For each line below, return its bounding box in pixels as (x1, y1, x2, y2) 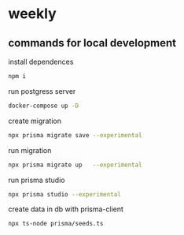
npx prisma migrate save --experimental (8, 131, 143, 139)
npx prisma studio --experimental (8, 190, 122, 198)
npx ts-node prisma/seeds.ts (8, 220, 104, 228)
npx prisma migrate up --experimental (8, 161, 143, 169)
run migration (8, 145, 52, 155)
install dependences (8, 57, 74, 66)
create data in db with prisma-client (8, 204, 124, 214)
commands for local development (8, 36, 177, 50)
